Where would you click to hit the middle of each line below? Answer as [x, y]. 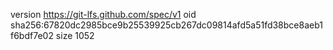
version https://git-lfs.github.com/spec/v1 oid [103, 14]
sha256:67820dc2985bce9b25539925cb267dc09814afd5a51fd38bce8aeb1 [166, 25]
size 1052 [75, 35]
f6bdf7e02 [32, 35]
